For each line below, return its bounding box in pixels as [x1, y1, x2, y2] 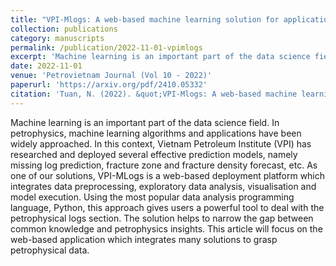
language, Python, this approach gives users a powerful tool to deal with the [10, 201, 325, 213]
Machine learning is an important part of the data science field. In [10, 116, 280, 128]
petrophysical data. [10, 244, 90, 256]
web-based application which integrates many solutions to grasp [10, 233, 278, 245]
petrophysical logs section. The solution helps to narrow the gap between [10, 212, 314, 224]
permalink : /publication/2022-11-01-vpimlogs [10, 42, 203, 53]
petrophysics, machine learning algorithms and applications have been [10, 127, 302, 139]
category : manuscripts [10, 33, 105, 43]
